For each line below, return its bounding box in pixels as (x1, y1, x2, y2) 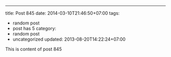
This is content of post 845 (5, 46, 62, 52)
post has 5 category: (12, 25, 56, 31)
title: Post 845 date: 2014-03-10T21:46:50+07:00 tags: (5, 10, 120, 16)
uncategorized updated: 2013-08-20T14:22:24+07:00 (12, 36, 126, 42)
